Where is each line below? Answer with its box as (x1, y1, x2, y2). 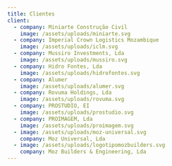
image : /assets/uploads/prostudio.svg (20, 109, 134, 116)
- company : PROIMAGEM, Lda (13, 115, 93, 122)
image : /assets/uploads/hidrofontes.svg (20, 69, 140, 76)
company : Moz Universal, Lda (20, 135, 106, 142)
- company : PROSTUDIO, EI (13, 102, 90, 109)
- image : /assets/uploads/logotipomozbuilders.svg (13, 142, 166, 149)
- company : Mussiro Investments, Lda (13, 50, 125, 57)
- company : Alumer (13, 76, 68, 83)
